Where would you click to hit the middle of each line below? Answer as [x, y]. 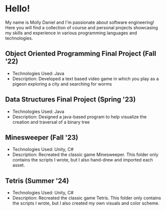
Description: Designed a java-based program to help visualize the [79, 116]
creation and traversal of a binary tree [51, 122]
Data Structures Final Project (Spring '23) [70, 100]
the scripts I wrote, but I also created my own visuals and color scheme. [86, 203]
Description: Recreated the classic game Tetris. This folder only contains [87, 198]
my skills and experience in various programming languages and [71, 33]
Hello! [18, 9]
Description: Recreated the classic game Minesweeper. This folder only [85, 155]
